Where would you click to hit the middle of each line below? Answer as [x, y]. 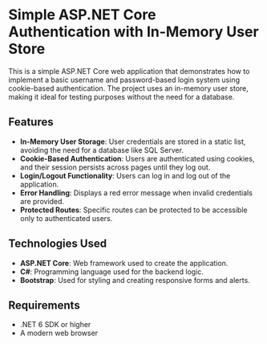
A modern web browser [59, 333]
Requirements [44, 305]
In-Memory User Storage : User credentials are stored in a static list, [133, 141]
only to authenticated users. [66, 218]
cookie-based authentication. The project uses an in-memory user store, [128, 88]
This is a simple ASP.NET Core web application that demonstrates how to [129, 71]
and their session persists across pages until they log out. [115, 167]
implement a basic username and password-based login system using [124, 80]
